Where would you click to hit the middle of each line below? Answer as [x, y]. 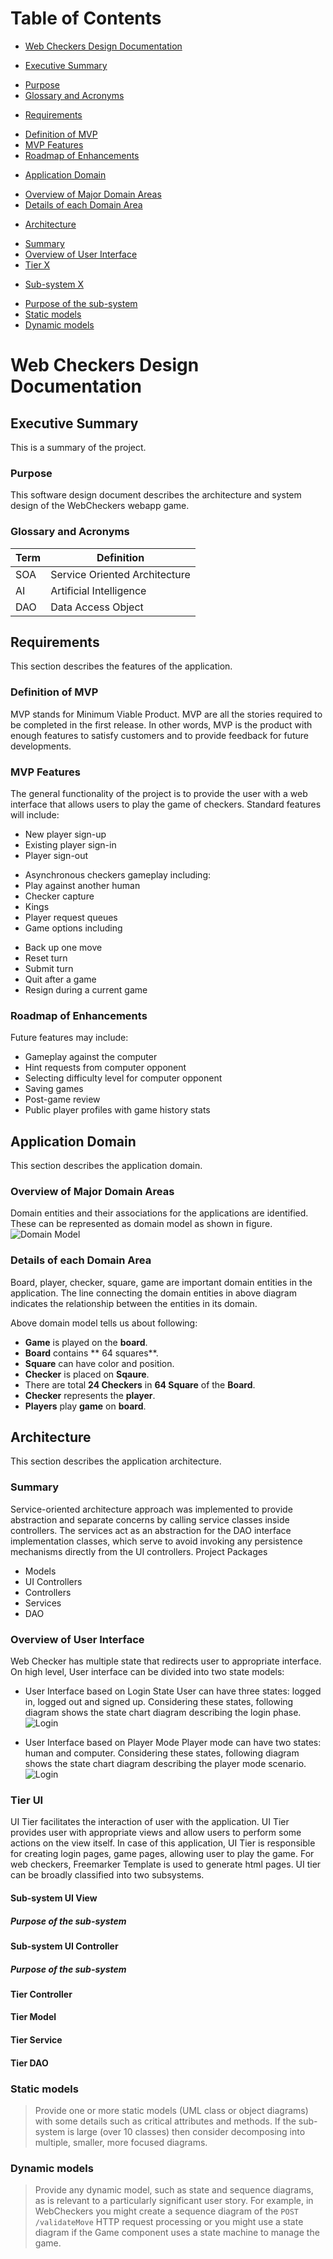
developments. [41, 746]
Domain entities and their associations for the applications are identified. [159, 1213]
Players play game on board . [85, 1406]
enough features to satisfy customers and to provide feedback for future [159, 735]
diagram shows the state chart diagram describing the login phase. [163, 1713]
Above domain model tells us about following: [104, 1323]
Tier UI [27, 1800]
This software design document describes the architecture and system [156, 495]
